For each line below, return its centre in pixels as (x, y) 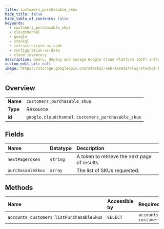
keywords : (15, 23)
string (57, 159)
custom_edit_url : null (28, 64)
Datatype (61, 148)
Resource (37, 109)
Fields (15, 134)
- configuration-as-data (35, 50)
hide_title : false (24, 14)
